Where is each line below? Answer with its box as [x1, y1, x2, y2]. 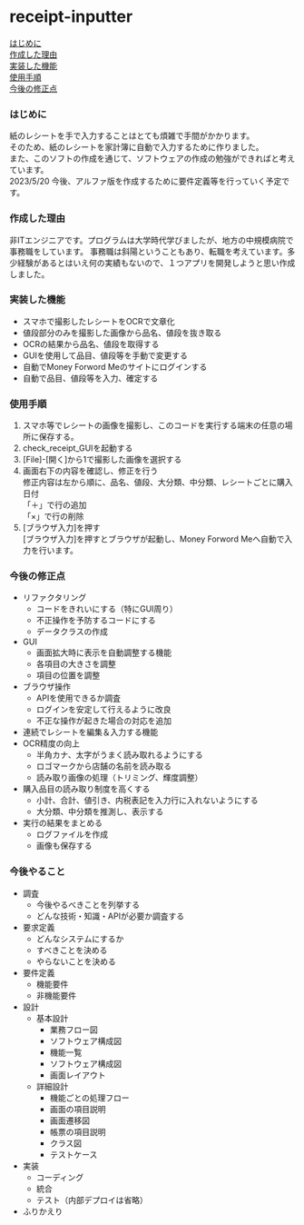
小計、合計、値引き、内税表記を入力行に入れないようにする [35, 795, 259, 806]
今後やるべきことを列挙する [35, 899, 141, 910]
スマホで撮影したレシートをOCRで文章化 [22, 315, 175, 326]
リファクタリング [22, 593, 87, 603]
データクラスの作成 [35, 626, 109, 637]
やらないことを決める [35, 956, 116, 967]
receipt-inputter [9, 6, 133, 27]
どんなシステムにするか [35, 933, 124, 944]
